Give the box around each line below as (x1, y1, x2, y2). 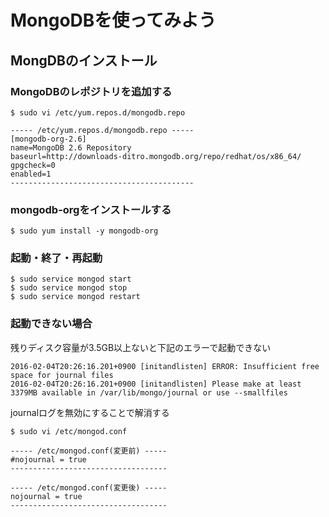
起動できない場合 (10, 317, 93, 331)
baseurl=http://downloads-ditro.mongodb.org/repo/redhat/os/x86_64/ (10, 151, 302, 161)
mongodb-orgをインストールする (10, 202, 172, 216)
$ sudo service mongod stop (10, 283, 128, 293)
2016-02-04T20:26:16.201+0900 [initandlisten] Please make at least (10, 379, 302, 389)
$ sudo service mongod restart (10, 292, 141, 302)
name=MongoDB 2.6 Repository (10, 142, 132, 153)
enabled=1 (10, 169, 52, 179)
